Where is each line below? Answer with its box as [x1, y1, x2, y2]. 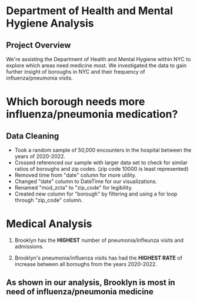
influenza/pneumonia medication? [6, 108, 178, 121]
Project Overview [6, 40, 71, 50]
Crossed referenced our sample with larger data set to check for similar [14, 159, 188, 166]
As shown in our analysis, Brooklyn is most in [6, 278, 175, 288]
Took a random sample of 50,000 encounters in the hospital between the [14, 147, 192, 154]
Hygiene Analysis [6, 16, 94, 30]
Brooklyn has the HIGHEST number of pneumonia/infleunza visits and [14, 237, 184, 244]
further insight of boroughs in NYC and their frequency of [6, 68, 145, 75]
